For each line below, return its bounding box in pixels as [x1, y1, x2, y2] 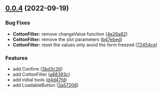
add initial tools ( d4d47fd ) [12, 76, 67, 83]
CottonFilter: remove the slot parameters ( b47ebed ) [12, 36, 123, 42]
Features [5, 54, 28, 61]
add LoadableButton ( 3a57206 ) [12, 82, 79, 88]
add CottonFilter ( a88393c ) [12, 71, 70, 77]
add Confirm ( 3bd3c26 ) [12, 66, 63, 72]
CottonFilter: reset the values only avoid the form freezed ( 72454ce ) [12, 42, 158, 48]
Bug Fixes [5, 19, 31, 26]
